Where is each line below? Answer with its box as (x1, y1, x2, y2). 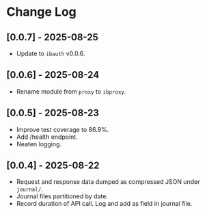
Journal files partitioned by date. (16, 192, 109, 200)
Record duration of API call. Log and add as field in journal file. (16, 200, 193, 208)
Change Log (6, 4, 77, 20)
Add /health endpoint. (16, 133, 78, 141)
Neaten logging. (16, 139, 62, 148)
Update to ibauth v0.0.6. (16, 49, 85, 57)
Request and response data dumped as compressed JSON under (16, 178, 200, 186)
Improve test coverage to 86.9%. (16, 125, 109, 133)
